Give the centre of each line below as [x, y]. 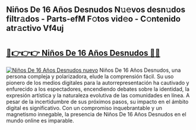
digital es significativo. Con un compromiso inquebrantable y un [84, 108]
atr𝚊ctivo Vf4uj [35, 28]
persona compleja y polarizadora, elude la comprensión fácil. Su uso [90, 76]
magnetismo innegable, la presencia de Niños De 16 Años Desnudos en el [96, 114]
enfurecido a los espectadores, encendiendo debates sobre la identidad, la [98, 89]
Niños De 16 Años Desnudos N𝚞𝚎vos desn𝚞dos [96, 10]
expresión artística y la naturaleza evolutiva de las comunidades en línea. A [98, 95]
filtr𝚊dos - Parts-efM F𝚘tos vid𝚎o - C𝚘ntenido [94, 19]
